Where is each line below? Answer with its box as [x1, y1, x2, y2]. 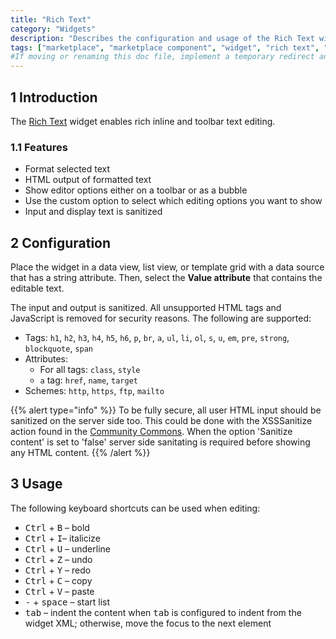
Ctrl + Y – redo [24, 564, 92, 576]
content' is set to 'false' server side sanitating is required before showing [10, 436, 311, 448]
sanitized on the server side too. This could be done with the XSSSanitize [10, 415, 313, 427]
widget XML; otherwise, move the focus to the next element [24, 617, 272, 629]
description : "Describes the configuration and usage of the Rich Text [10, 33, 315, 43]
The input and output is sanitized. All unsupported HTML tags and [10, 302, 282, 314]
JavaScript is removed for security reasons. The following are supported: [10, 312, 312, 325]
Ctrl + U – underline [24, 542, 111, 555]
